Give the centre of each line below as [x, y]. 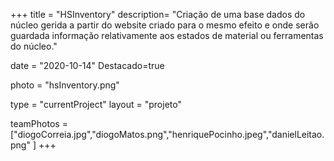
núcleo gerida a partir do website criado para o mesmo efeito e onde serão [165, 25]
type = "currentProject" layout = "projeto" [96, 104]
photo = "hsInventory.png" [65, 85]
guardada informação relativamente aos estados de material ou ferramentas [167, 35]
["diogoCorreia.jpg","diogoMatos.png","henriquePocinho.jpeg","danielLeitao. [167, 134]
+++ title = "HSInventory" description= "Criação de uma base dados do [158, 14]
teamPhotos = [39, 123]
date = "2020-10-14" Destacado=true [87, 65]
